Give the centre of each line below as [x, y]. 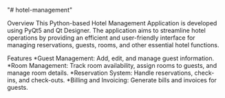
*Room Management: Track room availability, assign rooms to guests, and [112, 65]
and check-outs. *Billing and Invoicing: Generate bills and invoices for [118, 80]
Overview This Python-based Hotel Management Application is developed [112, 23]
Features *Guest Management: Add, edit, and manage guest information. [111, 58]
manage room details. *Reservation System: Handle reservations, [100, 73]
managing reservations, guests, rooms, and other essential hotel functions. [113, 45]
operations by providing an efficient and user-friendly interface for [101, 38]
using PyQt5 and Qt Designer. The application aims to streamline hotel [107, 30]
